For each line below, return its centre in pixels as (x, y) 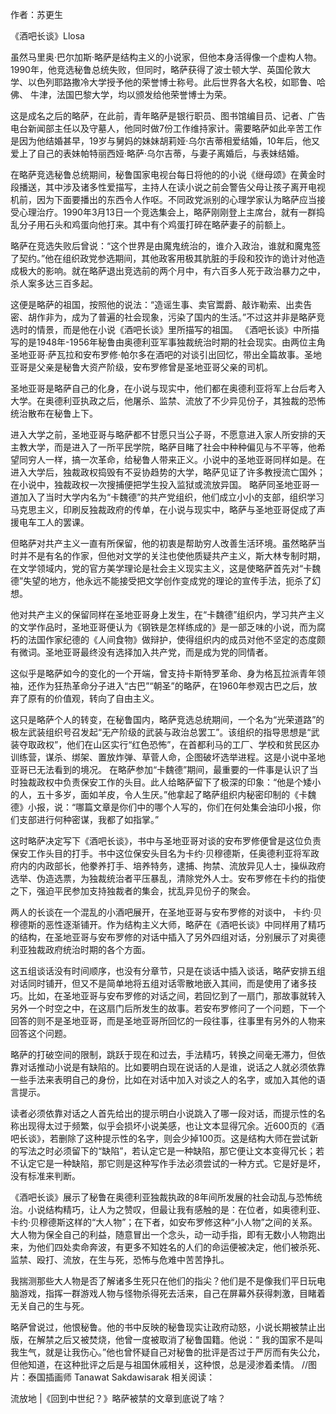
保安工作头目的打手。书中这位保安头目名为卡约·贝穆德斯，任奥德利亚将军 (161, 853)
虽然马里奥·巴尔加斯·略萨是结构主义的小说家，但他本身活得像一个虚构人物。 (166, 57)
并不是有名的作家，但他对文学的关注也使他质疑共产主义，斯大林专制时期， (172, 556)
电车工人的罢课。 (54, 522)
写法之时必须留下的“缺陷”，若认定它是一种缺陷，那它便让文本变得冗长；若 (171, 1151)
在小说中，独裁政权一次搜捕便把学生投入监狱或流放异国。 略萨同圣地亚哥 (160, 484)
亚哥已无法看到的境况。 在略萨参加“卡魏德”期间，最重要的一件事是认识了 (160, 769)
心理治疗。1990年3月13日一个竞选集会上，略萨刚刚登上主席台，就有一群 (167, 212)
